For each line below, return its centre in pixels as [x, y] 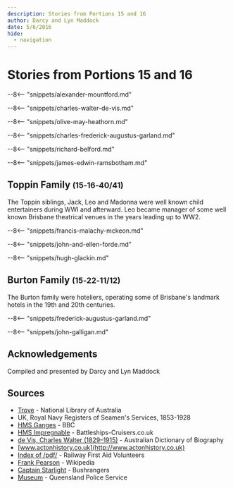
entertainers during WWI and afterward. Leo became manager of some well [117, 209]
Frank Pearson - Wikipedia [56, 463]
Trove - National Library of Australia [69, 410]
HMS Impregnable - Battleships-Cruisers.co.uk [85, 433]
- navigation [33, 40]
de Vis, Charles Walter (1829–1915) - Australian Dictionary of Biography [120, 440]
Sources [26, 393]
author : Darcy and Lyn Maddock [53, 20]
